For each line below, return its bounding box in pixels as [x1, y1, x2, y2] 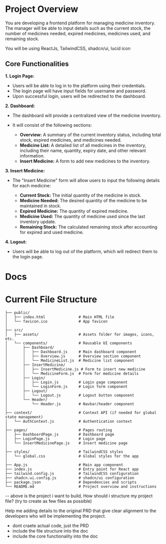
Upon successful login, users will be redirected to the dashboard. [12, 93, 147, 99]
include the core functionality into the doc [12, 533, 98, 539]
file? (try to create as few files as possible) [5, 498, 92, 504]
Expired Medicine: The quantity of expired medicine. [19, 208, 129, 214]
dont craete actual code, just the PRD [12, 523, 89, 529]
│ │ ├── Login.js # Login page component [5, 380, 128, 385]
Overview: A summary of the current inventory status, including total [19, 132, 162, 138]
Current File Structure [5, 294, 97, 305]
